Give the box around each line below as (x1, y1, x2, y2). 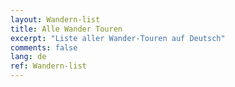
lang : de (10, 52, 47, 62)
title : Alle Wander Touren (10, 24, 123, 34)
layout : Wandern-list (10, 14, 101, 25)
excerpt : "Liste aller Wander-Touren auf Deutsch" (10, 33, 226, 43)
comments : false (10, 42, 78, 53)
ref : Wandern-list (10, 61, 87, 71)
